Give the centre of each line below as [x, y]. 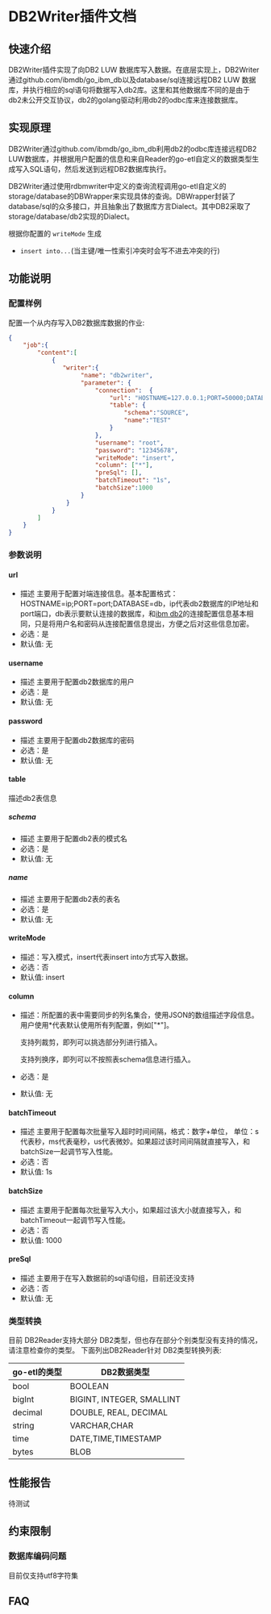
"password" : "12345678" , [137, 450]
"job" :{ [35, 345]
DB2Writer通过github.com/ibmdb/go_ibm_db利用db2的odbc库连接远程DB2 [133, 148]
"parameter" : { [106, 383]
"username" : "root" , [129, 443]
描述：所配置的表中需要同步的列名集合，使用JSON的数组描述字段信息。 [140, 1015]
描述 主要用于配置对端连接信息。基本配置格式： [99, 594]
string [23, 1426]
